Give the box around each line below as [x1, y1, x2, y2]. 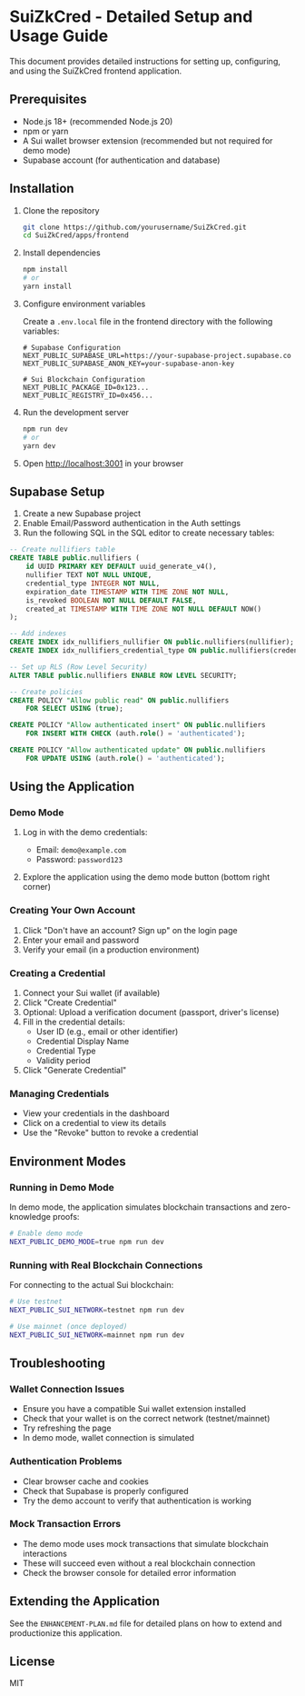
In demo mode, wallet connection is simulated [22, 1432, 195, 1443]
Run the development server [22, 406, 130, 417]
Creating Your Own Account [9, 904, 136, 917]
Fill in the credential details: [22, 1016, 125, 1028]
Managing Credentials [9, 1087, 110, 1100]
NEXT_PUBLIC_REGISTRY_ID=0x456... [22, 391, 153, 400]
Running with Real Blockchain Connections [9, 1259, 203, 1272]
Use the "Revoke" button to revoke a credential [22, 1127, 199, 1138]
